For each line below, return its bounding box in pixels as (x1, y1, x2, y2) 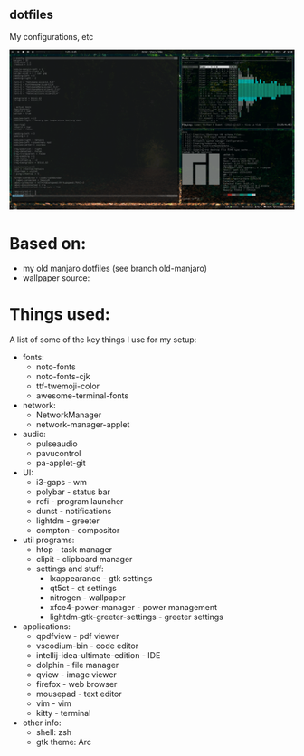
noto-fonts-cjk (35, 371, 90, 382)
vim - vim (35, 698, 71, 709)
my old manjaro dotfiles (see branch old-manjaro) (22, 263, 208, 274)
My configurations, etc (9, 31, 94, 42)
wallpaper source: (22, 273, 90, 283)
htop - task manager (35, 544, 113, 555)
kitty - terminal (35, 708, 91, 719)
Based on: (9, 233, 87, 254)
